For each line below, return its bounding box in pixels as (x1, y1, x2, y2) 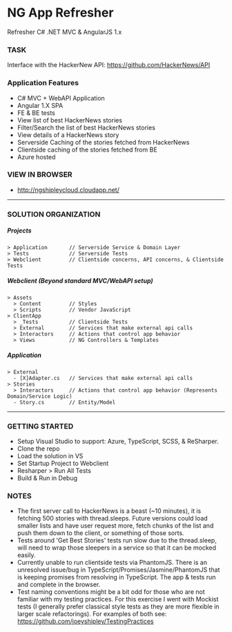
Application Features (7, 78, 79, 88)
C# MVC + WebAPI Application (17, 93, 105, 102)
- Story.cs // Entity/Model (13, 399, 116, 406)
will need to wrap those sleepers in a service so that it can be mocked (17, 543, 216, 552)
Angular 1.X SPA (17, 101, 64, 109)
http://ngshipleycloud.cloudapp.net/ (17, 186, 119, 194)
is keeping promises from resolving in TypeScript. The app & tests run (17, 573, 216, 581)
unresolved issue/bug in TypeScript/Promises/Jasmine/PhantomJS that (17, 566, 220, 574)
